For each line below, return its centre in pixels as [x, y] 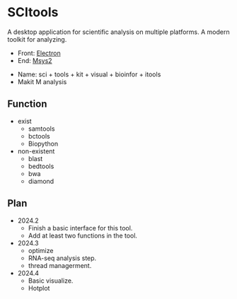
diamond [41, 181]
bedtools [41, 166]
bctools [39, 136]
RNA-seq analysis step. [62, 258]
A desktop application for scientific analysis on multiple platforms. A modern [118, 32]
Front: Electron [39, 53]
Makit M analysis [42, 81]
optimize [41, 250]
